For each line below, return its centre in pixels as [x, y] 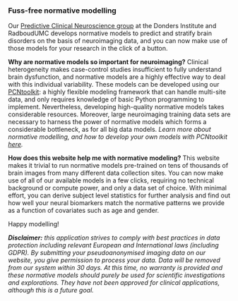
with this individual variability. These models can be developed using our [114, 85]
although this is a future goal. [51, 290]
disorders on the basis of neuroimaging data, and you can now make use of [118, 41]
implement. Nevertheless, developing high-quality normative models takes [116, 107]
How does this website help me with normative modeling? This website [114, 158]
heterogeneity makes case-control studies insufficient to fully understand [115, 70]
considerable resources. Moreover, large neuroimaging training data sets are [119, 114]
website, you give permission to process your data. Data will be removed [114, 260]
